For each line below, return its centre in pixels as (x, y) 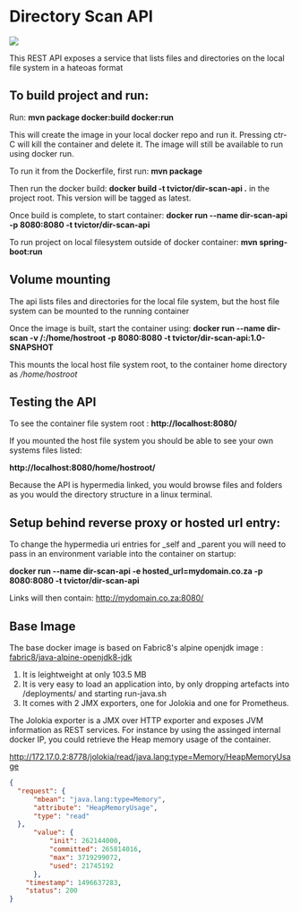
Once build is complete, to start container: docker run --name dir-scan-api (149, 215)
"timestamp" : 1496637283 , (74, 882)
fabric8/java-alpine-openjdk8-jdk (71, 657)
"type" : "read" (61, 816)
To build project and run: (79, 96)
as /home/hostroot (43, 374)
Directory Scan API (81, 17)
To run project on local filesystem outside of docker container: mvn (133, 242)
